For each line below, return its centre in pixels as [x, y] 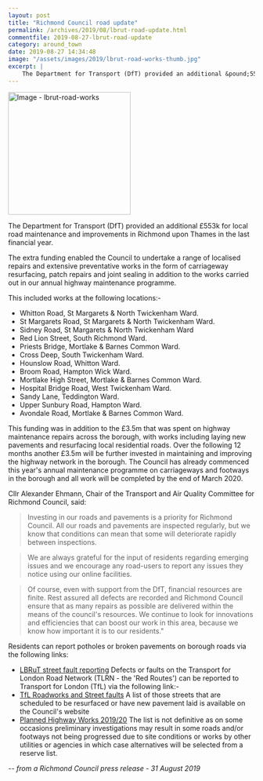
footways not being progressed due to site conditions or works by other [135, 736]
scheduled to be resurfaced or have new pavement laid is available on [132, 703]
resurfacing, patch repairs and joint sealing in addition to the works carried [128, 274]
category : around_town [45, 45]
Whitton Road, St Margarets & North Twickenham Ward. [109, 313]
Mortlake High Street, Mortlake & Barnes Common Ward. [110, 380]
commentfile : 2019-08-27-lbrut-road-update [80, 37]
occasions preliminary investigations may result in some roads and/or [131, 728]
